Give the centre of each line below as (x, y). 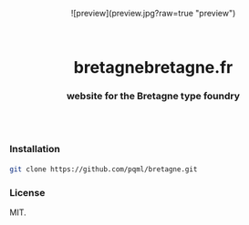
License (27, 192)
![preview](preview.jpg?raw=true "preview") (153, 13)
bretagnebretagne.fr (153, 68)
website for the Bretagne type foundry (153, 97)
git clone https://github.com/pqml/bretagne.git (104, 169)
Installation (35, 149)
